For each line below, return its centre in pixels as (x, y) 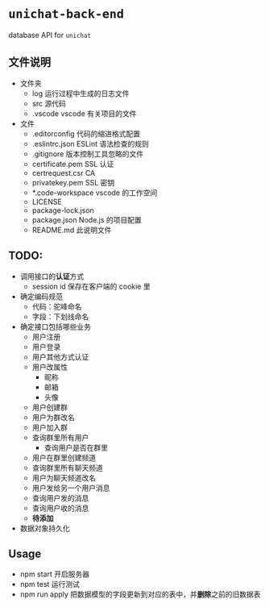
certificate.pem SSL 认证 (73, 164)
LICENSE (47, 202)
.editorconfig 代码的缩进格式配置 (86, 133)
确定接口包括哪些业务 (55, 326)
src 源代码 (49, 103)
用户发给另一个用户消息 (71, 488)
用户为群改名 (53, 417)
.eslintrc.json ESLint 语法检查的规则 (90, 143)
